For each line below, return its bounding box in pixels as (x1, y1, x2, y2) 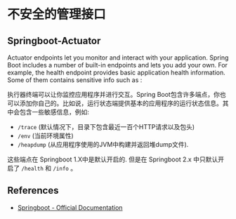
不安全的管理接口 (7, 6, 107, 22)
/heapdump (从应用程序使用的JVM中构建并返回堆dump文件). (17, 140, 189, 148)
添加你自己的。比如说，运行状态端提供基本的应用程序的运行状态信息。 (19, 99, 223, 107)
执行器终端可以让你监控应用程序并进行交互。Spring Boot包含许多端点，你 (7, 91, 220, 98)
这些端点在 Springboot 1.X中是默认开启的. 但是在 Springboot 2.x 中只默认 (7, 155, 218, 164)
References (7, 185, 59, 197)
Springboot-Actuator (7, 34, 101, 46)
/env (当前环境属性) (17, 131, 74, 140)
